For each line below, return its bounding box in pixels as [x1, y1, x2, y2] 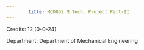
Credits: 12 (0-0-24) [6, 25, 57, 33]
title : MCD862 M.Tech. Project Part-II [28, 8, 130, 15]
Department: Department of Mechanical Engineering [6, 37, 139, 44]
